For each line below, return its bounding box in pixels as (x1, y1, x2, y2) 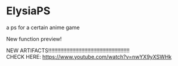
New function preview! (6, 35, 62, 42)
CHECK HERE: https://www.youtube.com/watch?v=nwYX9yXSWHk (6, 53, 172, 60)
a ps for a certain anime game (6, 24, 80, 31)
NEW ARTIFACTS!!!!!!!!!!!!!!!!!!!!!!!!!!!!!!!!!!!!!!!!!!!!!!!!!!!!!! (6, 46, 130, 54)
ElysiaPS (6, 4, 51, 18)
